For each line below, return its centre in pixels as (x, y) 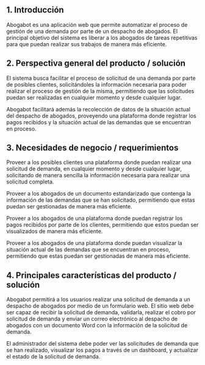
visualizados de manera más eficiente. (55, 232)
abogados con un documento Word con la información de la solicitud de (97, 325)
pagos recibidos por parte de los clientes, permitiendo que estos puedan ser (103, 225)
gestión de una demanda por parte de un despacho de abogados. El (92, 31)
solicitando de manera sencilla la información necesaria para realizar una (98, 175)
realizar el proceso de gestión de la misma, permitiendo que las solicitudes (100, 91)
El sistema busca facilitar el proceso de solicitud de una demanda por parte (101, 78)
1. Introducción (35, 10)
